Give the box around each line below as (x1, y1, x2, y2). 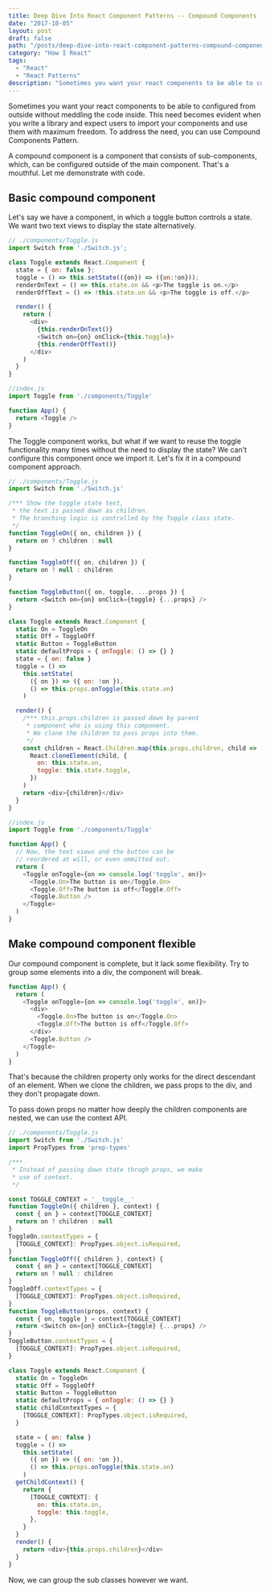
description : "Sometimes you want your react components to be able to (8, 79, 253, 87)
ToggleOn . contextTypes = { (8, 1232, 99, 1240)
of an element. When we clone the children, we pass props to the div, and (8, 1080, 252, 1090)
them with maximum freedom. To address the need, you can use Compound (8, 126, 260, 137)
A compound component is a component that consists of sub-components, (8, 150, 257, 161)
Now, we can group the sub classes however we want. (8, 1575, 189, 1584)
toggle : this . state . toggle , (37, 767, 131, 775)
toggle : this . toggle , (37, 1508, 110, 1516)
